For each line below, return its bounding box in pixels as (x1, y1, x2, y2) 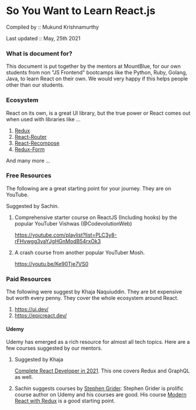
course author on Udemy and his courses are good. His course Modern (14, 391, 187, 398)
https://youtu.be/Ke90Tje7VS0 (14, 260, 89, 267)
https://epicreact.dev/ (14, 312, 67, 319)
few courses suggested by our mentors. (6, 344, 102, 352)
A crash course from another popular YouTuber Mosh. (14, 249, 145, 256)
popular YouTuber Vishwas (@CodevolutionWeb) (14, 220, 133, 227)
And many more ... (6, 157, 51, 164)
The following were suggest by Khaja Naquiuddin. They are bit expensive (6, 288, 183, 295)
